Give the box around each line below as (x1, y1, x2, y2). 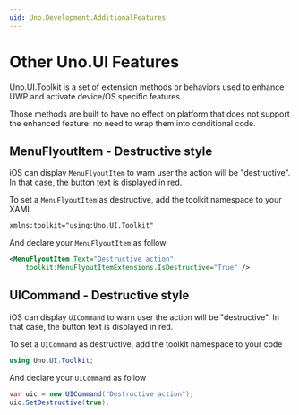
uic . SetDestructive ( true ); (9, 398, 110, 407)
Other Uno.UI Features (9, 51, 180, 72)
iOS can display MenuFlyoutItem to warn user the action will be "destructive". (9, 168, 291, 178)
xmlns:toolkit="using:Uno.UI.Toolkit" (9, 221, 154, 230)
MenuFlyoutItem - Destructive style (9, 143, 213, 159)
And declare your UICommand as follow (9, 372, 147, 383)
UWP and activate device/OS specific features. (9, 91, 183, 101)
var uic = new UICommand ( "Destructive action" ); (9, 389, 194, 399)
